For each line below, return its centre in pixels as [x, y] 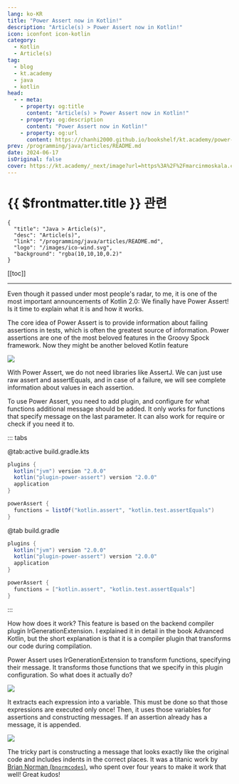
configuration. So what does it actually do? [70, 675]
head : [15, 93]
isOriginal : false [34, 160]
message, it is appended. [44, 724]
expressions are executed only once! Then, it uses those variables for [109, 709]
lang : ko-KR [25, 14]
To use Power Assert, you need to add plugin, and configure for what [108, 401]
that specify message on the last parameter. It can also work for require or [116, 416]
